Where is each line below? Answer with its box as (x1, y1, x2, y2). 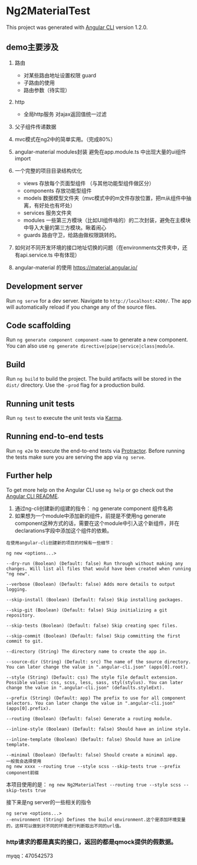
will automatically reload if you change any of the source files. (6, 303, 157, 310)
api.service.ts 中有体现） (19, 251, 80, 258)
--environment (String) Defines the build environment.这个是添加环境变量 (6, 817, 186, 822)
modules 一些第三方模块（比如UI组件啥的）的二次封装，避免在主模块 (23, 216, 191, 223)
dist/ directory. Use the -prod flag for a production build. (6, 381, 145, 388)
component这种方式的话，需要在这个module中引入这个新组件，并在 (14, 519, 180, 527)
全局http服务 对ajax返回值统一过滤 (23, 111, 107, 118)
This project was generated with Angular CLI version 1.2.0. (6, 24, 148, 31)
